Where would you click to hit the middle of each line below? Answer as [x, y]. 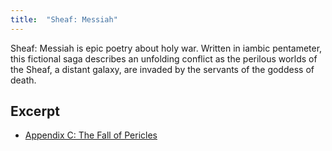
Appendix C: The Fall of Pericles [91, 135]
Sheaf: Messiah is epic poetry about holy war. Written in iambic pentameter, [166, 48]
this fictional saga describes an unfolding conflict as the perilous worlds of [164, 58]
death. [23, 80]
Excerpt [35, 111]
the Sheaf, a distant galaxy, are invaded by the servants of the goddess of [162, 69]
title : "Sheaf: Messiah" [64, 19]
